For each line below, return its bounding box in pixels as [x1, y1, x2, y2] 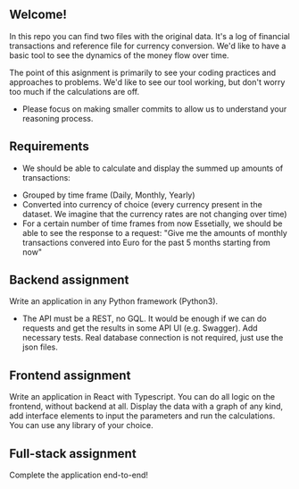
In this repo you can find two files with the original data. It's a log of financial [9, 30, 290, 41]
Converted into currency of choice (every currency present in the [21, 198, 263, 209]
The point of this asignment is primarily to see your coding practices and [9, 67, 277, 78]
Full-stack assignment [9, 446, 137, 461]
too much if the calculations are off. [9, 86, 140, 97]
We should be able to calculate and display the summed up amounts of [21, 163, 284, 173]
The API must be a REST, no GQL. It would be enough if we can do [21, 313, 267, 325]
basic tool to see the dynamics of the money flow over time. [9, 49, 229, 61]
